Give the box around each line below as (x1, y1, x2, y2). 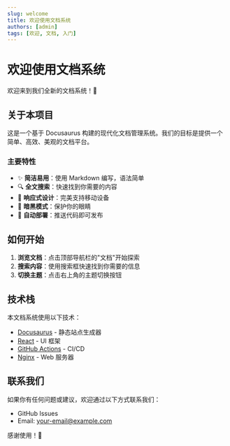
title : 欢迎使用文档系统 (7, 17, 71, 24)
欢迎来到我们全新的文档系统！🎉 (7, 87, 98, 95)
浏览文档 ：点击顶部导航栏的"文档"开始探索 (17, 253, 140, 262)
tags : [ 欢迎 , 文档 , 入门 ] (7, 29, 77, 37)
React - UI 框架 (17, 336, 61, 345)
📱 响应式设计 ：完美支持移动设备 (17, 194, 110, 202)
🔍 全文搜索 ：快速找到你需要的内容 (17, 182, 117, 191)
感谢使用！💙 (7, 431, 43, 439)
